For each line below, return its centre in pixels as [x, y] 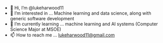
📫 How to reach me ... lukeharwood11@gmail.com [62, 35]
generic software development [42, 18]
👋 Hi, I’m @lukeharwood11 [37, 8]
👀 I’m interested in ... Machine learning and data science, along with [80, 13]
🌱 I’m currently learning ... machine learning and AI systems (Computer [84, 24]
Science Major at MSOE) [36, 29]
